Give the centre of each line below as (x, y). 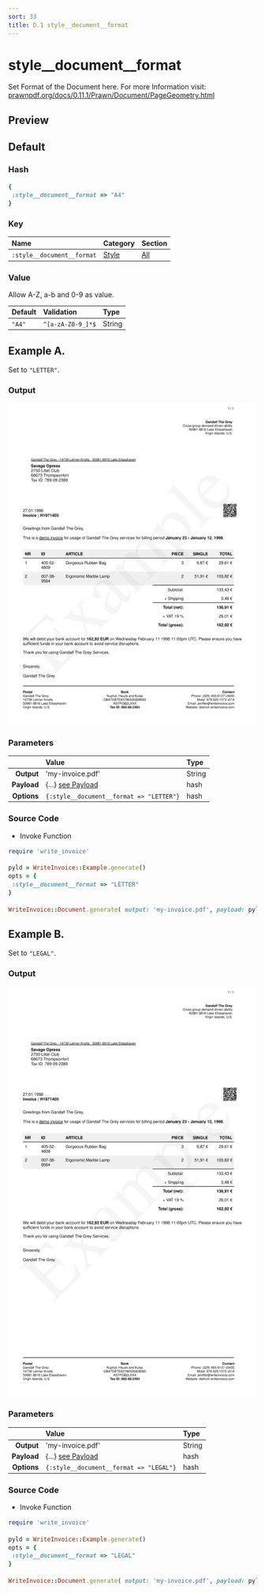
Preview (29, 120)
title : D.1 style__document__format (68, 25)
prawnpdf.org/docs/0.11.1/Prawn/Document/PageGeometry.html (112, 96)
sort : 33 (22, 17)
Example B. (36, 934)
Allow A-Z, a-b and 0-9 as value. (61, 294)
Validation (60, 312)
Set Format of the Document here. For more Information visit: (107, 87)
